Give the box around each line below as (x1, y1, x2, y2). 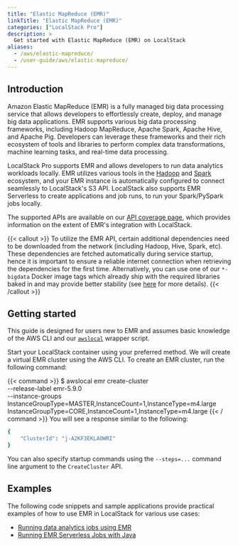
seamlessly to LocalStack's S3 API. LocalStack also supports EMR (7, 184, 201, 192)
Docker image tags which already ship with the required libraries (31, 272, 220, 280)
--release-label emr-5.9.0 (7, 384, 82, 393)
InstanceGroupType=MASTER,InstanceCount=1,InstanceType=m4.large (7, 399, 217, 408)
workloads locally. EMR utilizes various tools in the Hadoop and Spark (7, 169, 212, 177)
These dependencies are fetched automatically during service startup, (7, 249, 214, 258)
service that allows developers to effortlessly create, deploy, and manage (7, 110, 222, 118)
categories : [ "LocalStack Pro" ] (7, 23, 103, 31)
